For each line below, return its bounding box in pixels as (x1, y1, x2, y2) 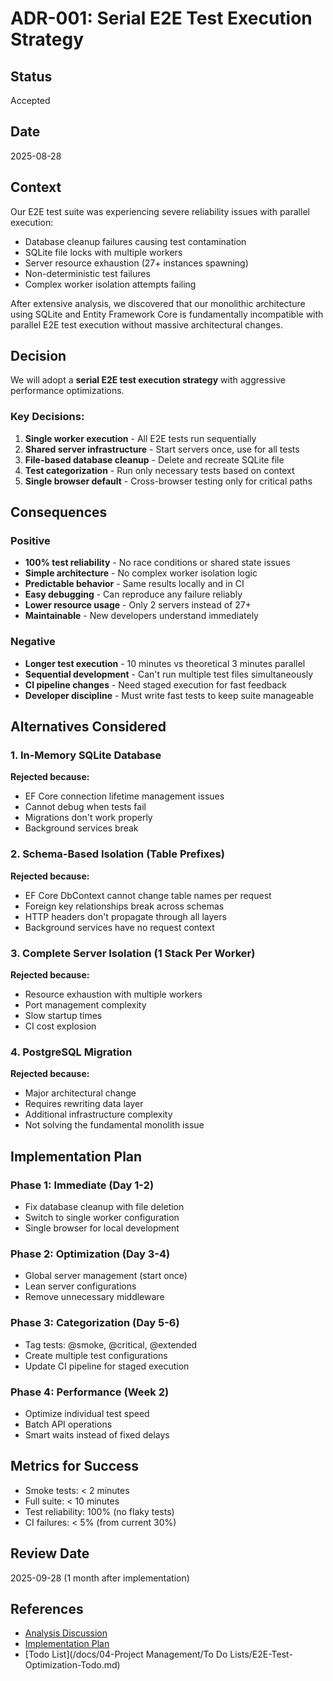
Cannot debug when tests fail (24, 801, 147, 813)
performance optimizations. (10, 385, 125, 397)
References (10, 1600, 84, 1617)
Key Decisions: (10, 410, 85, 424)
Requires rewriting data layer (24, 1098, 144, 1110)
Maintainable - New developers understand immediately (24, 610, 259, 622)
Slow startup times (24, 1010, 103, 1021)
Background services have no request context (24, 921, 215, 933)
